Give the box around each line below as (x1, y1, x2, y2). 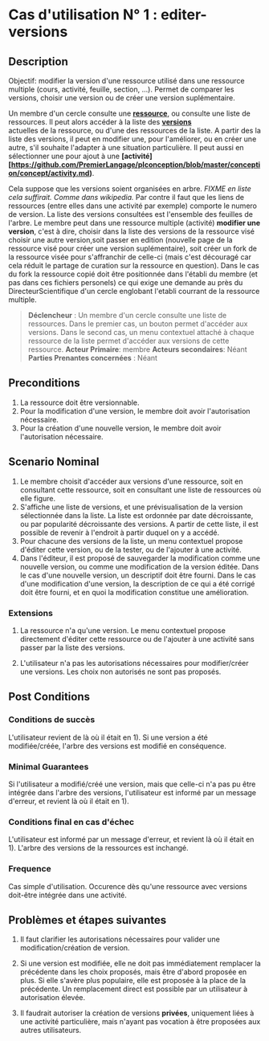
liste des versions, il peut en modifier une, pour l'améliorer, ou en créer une (8, 134, 257, 144)
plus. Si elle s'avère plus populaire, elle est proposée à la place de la (19, 976, 247, 986)
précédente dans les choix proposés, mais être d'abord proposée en (19, 967, 247, 977)
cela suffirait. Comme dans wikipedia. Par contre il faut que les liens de (8, 193, 245, 202)
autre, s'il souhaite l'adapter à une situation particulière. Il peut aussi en (8, 143, 244, 152)
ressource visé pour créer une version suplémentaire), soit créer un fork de (8, 243, 257, 253)
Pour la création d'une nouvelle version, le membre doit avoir (19, 423, 222, 433)
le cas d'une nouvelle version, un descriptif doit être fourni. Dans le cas (19, 570, 256, 580)
